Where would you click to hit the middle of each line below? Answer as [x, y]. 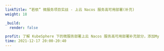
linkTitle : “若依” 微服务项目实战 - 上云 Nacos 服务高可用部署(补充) [70, 10]
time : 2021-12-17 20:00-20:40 [36, 41]
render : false [24, 27]
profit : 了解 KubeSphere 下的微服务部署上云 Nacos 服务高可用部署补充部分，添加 [80, 37]
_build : [13, 23]
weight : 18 [16, 14]
